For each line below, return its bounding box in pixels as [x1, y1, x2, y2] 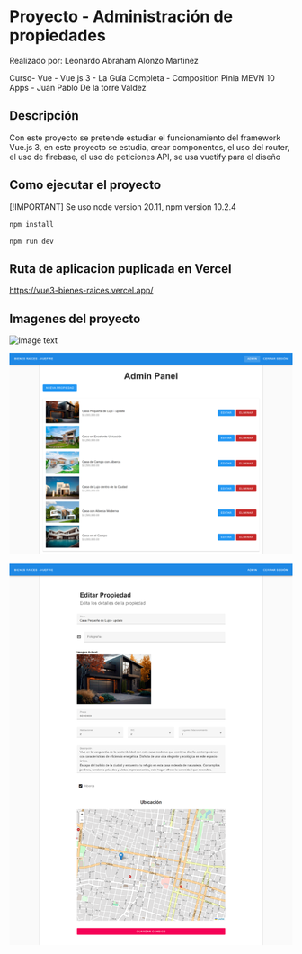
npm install [9, 220, 54, 229]
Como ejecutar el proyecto [9, 177, 162, 193]
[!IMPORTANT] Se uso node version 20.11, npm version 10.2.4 [9, 201, 236, 212]
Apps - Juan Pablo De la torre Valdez [9, 82, 147, 93]
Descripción [9, 108, 79, 123]
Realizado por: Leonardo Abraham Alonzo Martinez [9, 55, 200, 66]
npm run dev [9, 237, 54, 246]
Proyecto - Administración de [9, 6, 234, 27]
